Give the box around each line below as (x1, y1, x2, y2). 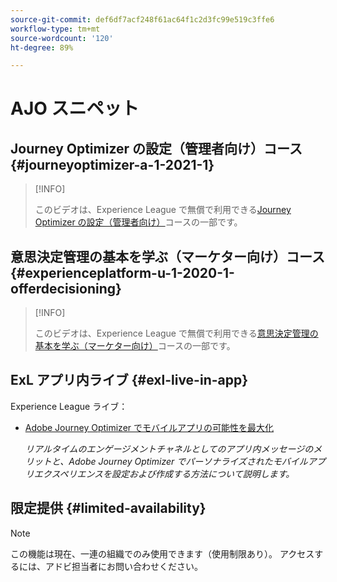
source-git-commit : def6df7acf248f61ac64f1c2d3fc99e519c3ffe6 (10, 14, 275, 25)
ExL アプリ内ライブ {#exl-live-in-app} (10, 372, 249, 389)
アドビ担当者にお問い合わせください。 (44, 560, 203, 572)
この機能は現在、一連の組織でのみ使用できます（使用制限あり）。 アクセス (10, 547, 315, 560)
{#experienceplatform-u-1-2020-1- (10, 264, 235, 281)
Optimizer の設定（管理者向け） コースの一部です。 (34, 216, 243, 228)
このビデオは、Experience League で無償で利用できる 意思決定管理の (34, 327, 319, 340)
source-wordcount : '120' (10, 33, 114, 43)
